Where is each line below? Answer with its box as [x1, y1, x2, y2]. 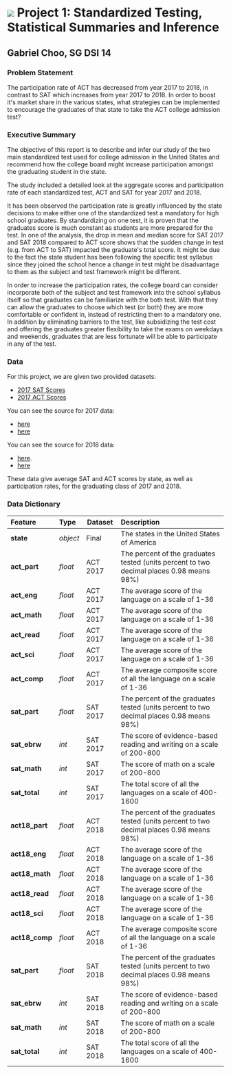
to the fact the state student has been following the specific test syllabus [7, 253, 213, 262]
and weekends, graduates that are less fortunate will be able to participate [7, 333, 218, 341]
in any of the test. [7, 340, 57, 348]
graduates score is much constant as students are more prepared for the [7, 224, 213, 232]
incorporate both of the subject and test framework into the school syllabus [7, 289, 221, 297]
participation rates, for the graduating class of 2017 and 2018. [7, 482, 181, 491]
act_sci [10, 650, 34, 659]
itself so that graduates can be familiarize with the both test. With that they [7, 295, 219, 304]
